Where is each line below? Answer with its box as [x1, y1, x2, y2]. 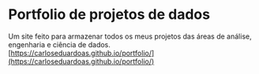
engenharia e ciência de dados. [8, 39, 111, 49]
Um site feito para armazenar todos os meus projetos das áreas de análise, [8, 31, 252, 41]
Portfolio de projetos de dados [8, 6, 211, 24]
